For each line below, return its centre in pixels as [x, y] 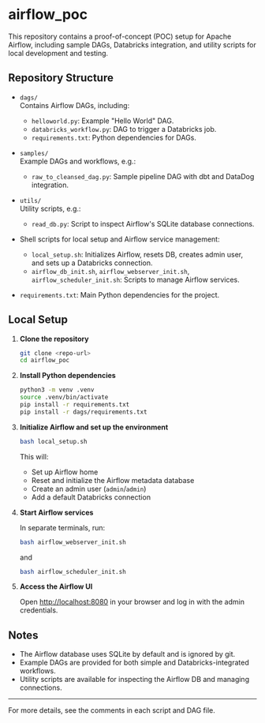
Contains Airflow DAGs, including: [75, 105]
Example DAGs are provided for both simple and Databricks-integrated [134, 663]
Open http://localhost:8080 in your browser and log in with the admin [132, 602]
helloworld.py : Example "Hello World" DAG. [103, 121]
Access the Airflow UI [56, 586]
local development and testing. [58, 53]
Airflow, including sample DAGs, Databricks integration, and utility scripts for [132, 44]
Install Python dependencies [67, 376]
